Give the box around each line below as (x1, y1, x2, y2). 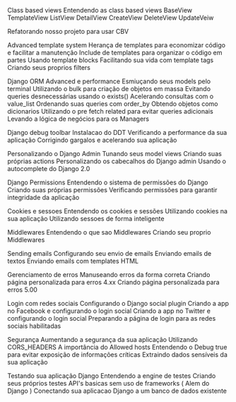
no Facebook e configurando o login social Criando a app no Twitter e (7, 307, 211, 315)
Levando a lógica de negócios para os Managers (7, 114, 150, 123)
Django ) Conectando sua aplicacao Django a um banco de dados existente (7, 386, 228, 395)
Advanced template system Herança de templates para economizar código (7, 41, 226, 49)
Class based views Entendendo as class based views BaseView (7, 6, 193, 14)
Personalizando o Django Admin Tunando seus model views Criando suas (7, 150, 223, 158)
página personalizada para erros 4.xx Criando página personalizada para (7, 278, 220, 286)
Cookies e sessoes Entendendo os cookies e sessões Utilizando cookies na (7, 207, 228, 215)
